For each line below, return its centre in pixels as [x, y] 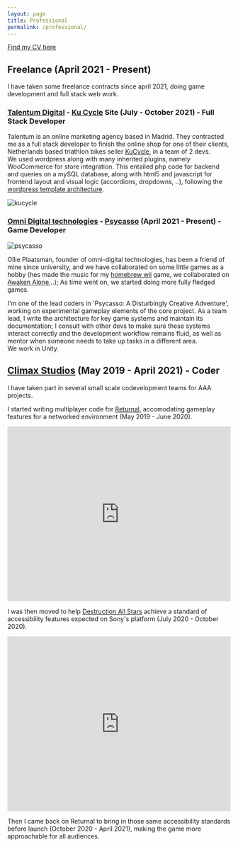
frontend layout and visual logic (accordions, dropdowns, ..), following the [115, 182]
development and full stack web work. [63, 94]
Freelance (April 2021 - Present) [79, 69]
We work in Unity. [33, 348]
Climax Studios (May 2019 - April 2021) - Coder [114, 371]
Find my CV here [32, 47]
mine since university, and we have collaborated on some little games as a [116, 267]
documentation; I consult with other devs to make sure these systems [109, 326]
